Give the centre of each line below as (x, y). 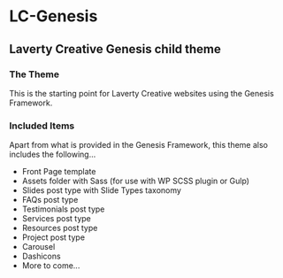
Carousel (38, 247)
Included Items (42, 126)
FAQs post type (50, 200)
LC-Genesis (54, 16)
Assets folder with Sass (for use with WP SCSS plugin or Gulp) (136, 181)
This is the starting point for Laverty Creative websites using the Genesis (141, 93)
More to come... (51, 266)
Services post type (56, 219)
